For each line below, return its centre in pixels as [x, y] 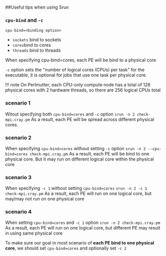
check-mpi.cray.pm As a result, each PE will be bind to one [89, 153]
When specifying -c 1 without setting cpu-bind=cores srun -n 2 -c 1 [76, 188]
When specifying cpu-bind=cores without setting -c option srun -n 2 [75, 148]
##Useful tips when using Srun [37, 7]
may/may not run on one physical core [45, 199]
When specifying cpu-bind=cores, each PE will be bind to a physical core [81, 60]
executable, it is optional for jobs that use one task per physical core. [76, 75]
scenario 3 [18, 177]
